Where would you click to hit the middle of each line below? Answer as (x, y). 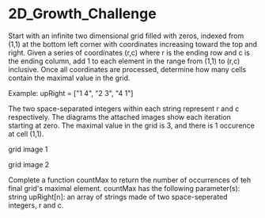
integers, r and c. (36, 205)
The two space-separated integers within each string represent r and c (124, 109)
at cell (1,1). (26, 134)
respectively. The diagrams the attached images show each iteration (120, 117)
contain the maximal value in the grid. (69, 78)
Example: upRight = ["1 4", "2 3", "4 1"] (71, 93)
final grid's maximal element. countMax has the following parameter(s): (124, 188)
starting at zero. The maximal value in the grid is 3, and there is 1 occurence (132, 125)
